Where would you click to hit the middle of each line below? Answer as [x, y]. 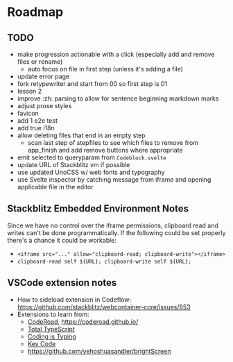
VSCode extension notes [62, 283]
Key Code [42, 343]
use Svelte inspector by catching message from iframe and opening [114, 180]
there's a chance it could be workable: [62, 240]
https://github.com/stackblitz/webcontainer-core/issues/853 [104, 307]
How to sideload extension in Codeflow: [74, 300]
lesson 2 [29, 91]
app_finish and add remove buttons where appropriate [105, 150]
